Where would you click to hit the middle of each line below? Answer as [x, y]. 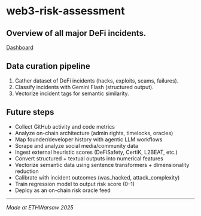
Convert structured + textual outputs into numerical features [89, 158]
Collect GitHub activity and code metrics [65, 126]
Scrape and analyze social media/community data [77, 145]
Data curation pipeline [48, 66]
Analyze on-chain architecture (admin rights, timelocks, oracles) [94, 133]
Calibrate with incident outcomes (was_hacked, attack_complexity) [97, 177]
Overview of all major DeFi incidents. [76, 33]
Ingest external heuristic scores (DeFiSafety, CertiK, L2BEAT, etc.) [96, 152]
